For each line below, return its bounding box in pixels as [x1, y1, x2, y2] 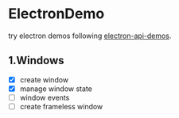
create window [19, 74, 69, 84]
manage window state [19, 84, 93, 93]
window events [19, 93, 70, 102]
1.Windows [8, 54, 65, 67]
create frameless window [19, 101, 103, 111]
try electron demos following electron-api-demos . [8, 31, 172, 40]
